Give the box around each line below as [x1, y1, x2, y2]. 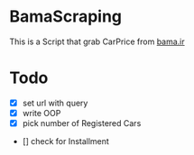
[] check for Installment [22, 136, 110, 147]
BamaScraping [9, 6, 123, 27]
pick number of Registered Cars [22, 118, 142, 128]
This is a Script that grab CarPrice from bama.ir [9, 36, 185, 47]
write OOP [22, 107, 61, 118]
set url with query [22, 97, 88, 108]
